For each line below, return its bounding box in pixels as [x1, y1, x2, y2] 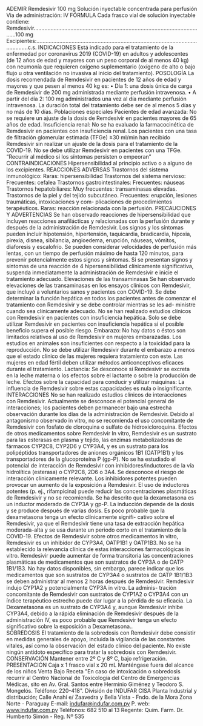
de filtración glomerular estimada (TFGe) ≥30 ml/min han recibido [6, 134, 171, 141]
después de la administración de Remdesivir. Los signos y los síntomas [6, 224, 184, 231]
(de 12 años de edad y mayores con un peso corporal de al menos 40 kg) [6, 57, 189, 64]
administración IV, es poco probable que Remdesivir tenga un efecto [6, 616, 178, 623]
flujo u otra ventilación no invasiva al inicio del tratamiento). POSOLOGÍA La [6, 70, 195, 76]
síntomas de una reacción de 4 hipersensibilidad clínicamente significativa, [6, 263, 194, 269]
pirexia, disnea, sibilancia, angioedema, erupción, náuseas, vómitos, [6, 237, 176, 244]
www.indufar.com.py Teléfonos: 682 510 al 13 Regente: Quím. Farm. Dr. [6, 707, 184, 713]
